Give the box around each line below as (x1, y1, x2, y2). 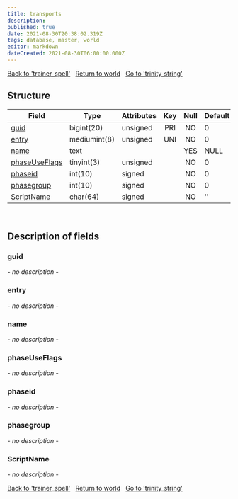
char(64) (69, 192, 100, 202)
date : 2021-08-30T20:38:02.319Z (7, 30, 103, 38)
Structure (7, 90, 51, 102)
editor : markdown (7, 43, 59, 50)
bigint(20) (69, 122, 103, 132)
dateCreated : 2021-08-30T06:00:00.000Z (7, 50, 125, 57)
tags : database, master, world (7, 37, 100, 44)
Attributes (121, 110, 157, 120)
